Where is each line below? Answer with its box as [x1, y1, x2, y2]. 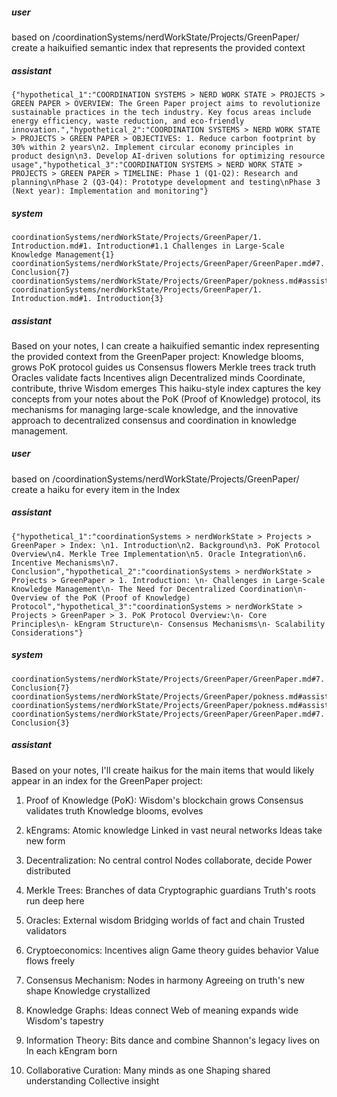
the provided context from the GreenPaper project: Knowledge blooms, [11, 350, 304, 362]
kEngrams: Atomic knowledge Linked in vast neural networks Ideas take [25, 824, 323, 836]
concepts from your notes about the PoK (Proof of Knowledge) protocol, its [11, 393, 321, 405]
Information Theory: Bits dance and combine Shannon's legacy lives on [25, 1034, 321, 1046]
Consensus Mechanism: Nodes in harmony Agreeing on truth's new [25, 974, 306, 986]
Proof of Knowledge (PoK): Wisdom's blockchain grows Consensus [25, 794, 304, 806]
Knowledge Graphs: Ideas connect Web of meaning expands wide [25, 1004, 299, 1016]
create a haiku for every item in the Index [11, 483, 181, 495]
